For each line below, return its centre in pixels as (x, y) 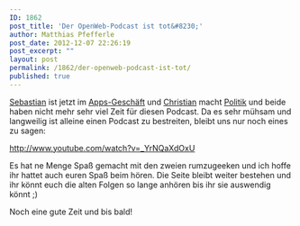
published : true (40, 77)
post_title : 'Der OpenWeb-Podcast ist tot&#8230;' (106, 26)
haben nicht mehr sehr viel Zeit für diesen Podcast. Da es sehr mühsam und (150, 111)
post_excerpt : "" (42, 51)
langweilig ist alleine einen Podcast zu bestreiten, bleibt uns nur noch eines (149, 121)
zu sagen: (28, 131)
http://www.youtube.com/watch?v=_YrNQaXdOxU (102, 148)
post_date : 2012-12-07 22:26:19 (70, 43)
